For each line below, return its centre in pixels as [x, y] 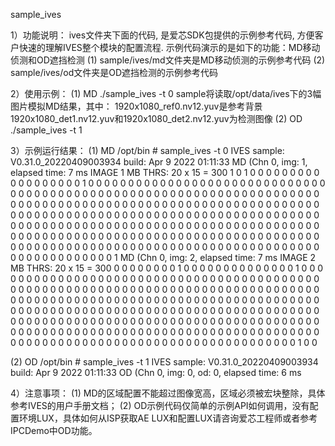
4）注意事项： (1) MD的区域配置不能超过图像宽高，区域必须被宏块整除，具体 [168, 393]
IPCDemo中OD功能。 [54, 430]
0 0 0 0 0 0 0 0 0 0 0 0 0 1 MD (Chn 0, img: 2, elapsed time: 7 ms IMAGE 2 [163, 257]
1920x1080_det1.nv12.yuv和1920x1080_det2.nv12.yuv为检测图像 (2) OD [156, 118]
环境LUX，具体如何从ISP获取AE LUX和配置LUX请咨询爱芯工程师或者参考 [168, 418]
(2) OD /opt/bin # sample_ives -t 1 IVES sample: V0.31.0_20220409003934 [164, 362]
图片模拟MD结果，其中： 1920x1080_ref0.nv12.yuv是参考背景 [136, 106]
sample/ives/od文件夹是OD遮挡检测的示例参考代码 [114, 72]
